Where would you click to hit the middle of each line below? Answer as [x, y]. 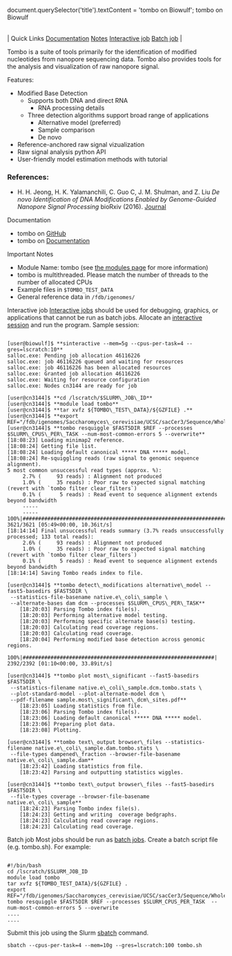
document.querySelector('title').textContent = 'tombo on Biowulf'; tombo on [115, 10]
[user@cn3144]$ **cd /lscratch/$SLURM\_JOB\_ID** [80, 398]
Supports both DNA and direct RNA [78, 100]
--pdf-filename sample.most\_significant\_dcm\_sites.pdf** [98, 700]
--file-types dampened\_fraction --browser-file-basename [95, 754]
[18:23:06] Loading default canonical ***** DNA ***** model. [111, 718]
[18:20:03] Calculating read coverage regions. [89, 627]
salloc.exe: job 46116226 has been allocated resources [89, 368]
